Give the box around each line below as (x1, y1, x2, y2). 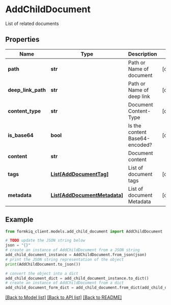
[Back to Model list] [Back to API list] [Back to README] (5, 294, 122, 300)
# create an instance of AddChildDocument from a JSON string (5, 247, 140, 253)
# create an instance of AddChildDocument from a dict (5, 281, 124, 286)
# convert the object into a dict (5, 271, 79, 276)
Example (5, 215, 34, 224)
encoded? (128, 141, 152, 148)
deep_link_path (8, 86, 46, 93)
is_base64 (8, 132, 34, 139)
